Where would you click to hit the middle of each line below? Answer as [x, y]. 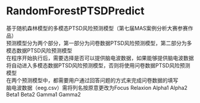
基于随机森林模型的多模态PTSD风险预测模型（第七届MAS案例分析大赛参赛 [97, 28]
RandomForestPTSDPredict [75, 11]
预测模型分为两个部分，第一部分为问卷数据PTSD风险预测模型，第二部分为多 [99, 43]
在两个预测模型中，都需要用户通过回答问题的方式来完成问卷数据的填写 [92, 80]
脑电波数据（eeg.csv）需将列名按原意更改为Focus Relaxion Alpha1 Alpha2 [97, 88]
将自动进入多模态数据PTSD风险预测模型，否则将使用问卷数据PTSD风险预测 [98, 65]
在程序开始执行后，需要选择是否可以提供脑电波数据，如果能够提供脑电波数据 [100, 58]
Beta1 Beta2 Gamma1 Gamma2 [44, 94]
